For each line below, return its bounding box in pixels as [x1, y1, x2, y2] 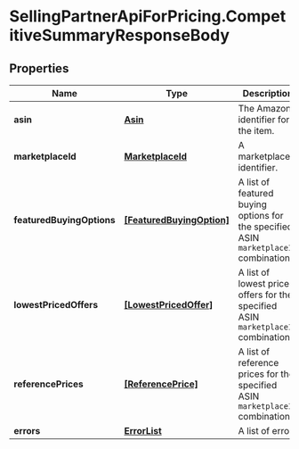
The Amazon [238, 103, 292, 114]
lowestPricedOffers [13, 299, 99, 311]
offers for [238, 288, 278, 301]
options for [238, 210, 284, 221]
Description [242, 87, 294, 99]
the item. [238, 125, 275, 137]
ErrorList [124, 425, 162, 437]
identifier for [238, 113, 290, 126]
